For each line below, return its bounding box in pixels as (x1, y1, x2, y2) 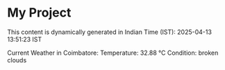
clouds (7, 55, 27, 64)
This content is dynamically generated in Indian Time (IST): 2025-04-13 (7, 28, 212, 36)
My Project (7, 5, 72, 21)
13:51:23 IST (7, 35, 42, 43)
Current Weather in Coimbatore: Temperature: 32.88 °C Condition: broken (7, 49, 219, 57)
